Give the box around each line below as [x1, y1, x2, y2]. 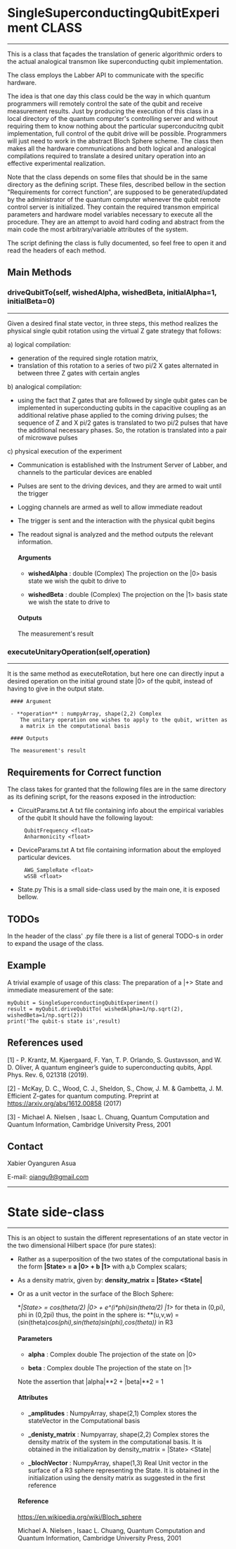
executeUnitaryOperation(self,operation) [7, 647, 151, 657]
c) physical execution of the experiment [7, 446, 122, 455]
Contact [7, 1140, 44, 1152]
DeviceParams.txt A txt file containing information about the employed [17, 846, 221, 854]
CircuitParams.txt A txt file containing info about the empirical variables [17, 806, 224, 815]
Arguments [17, 553, 51, 562]
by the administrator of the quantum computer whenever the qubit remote [7, 195, 221, 203]
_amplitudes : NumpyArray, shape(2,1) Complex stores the [27, 1408, 197, 1418]
